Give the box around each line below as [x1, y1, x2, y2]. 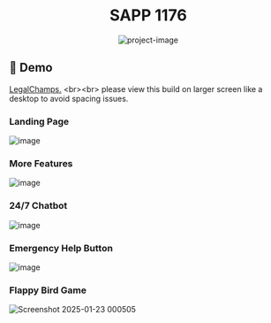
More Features [9, 157, 73, 169]
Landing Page [9, 115, 70, 127]
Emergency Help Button [9, 242, 113, 254]
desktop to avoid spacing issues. [9, 93, 129, 104]
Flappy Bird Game [9, 284, 87, 296]
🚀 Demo [9, 60, 53, 75]
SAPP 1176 [109, 5, 187, 26]
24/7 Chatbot [9, 200, 68, 212]
